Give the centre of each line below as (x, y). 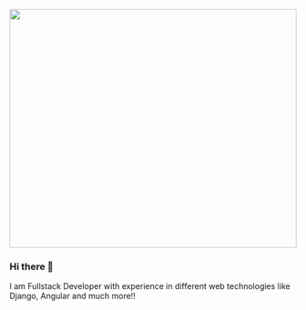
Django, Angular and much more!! (73, 296)
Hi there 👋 (32, 266)
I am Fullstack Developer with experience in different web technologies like (150, 286)
